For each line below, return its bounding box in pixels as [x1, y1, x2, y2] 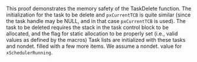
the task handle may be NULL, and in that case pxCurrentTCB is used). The [6, 18, 186, 24]
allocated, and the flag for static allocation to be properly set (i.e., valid [6, 30, 178, 37]
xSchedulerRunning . [6, 49, 53, 56]
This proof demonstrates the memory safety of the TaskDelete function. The [6, 5, 192, 12]
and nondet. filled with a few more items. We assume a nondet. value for [6, 43, 182, 50]
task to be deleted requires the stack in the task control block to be [6, 24, 169, 31]
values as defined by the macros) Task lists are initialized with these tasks [6, 37, 186, 43]
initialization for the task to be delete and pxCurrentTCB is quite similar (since [6, 11, 191, 18]
